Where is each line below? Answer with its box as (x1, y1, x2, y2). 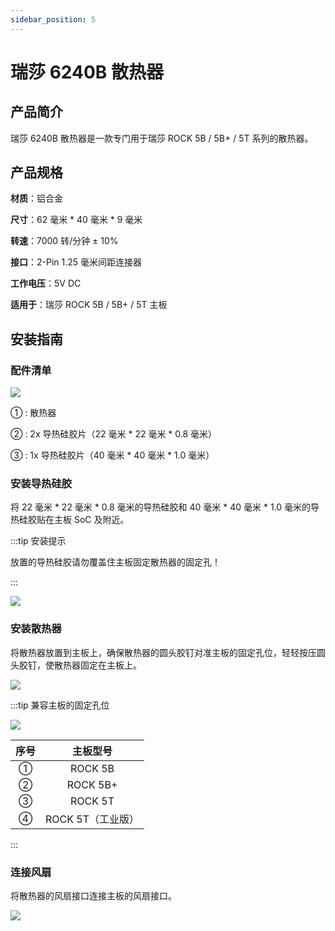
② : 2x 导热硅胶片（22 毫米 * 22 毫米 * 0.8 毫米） (10, 428, 218, 440)
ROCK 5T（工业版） (45, 812, 140, 826)
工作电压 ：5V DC (10, 277, 82, 290)
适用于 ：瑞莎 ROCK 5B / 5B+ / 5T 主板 (10, 299, 168, 311)
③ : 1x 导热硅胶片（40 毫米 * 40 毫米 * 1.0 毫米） (10, 449, 215, 461)
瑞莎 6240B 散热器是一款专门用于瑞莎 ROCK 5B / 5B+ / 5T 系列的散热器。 (10, 132, 314, 144)
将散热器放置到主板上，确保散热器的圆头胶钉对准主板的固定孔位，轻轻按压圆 (10, 646, 326, 658)
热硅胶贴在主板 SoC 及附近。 (10, 514, 130, 526)
